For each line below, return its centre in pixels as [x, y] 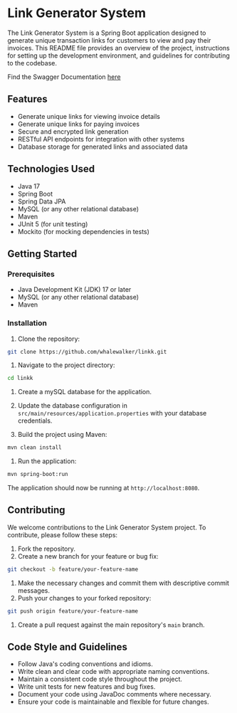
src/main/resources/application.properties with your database [112, 413]
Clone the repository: [49, 339]
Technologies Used [51, 169]
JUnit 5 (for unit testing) [53, 224]
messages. [34, 590]
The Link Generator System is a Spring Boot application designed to [107, 33]
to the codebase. [32, 63]
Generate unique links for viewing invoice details [89, 116]
